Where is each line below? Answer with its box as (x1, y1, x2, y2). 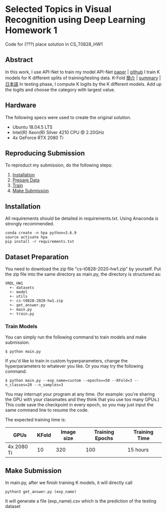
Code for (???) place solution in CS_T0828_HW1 (5, 41, 103, 47)
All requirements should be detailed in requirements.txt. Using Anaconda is (5, 215, 159, 221)
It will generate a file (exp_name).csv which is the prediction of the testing (5, 498, 157, 504)
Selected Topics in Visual (5, 3, 112, 15)
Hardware (5, 101, 36, 110)
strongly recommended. (5, 221, 55, 227)
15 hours (127, 446, 149, 453)
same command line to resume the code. (5, 407, 89, 413)
